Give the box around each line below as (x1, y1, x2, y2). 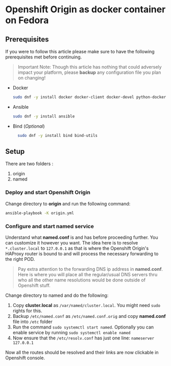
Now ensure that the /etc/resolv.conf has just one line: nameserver (12, 335, 155, 341)
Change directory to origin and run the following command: (5, 200, 131, 207)
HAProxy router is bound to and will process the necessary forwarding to (5, 250, 159, 257)
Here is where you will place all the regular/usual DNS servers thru (17, 271, 158, 277)
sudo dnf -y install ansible (12, 114, 75, 119)
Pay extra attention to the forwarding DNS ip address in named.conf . (17, 266, 163, 272)
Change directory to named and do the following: (5, 292, 109, 298)
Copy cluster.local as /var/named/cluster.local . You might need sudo (12, 302, 161, 308)
